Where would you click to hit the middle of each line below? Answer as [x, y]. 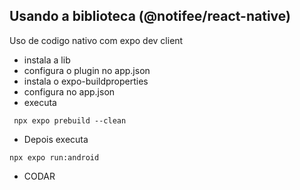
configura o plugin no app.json [87, 70]
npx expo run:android [54, 157]
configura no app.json [69, 91]
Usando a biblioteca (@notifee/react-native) [150, 16]
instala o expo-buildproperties [86, 81]
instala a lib [47, 60]
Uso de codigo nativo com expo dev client [96, 40]
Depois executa [56, 139]
